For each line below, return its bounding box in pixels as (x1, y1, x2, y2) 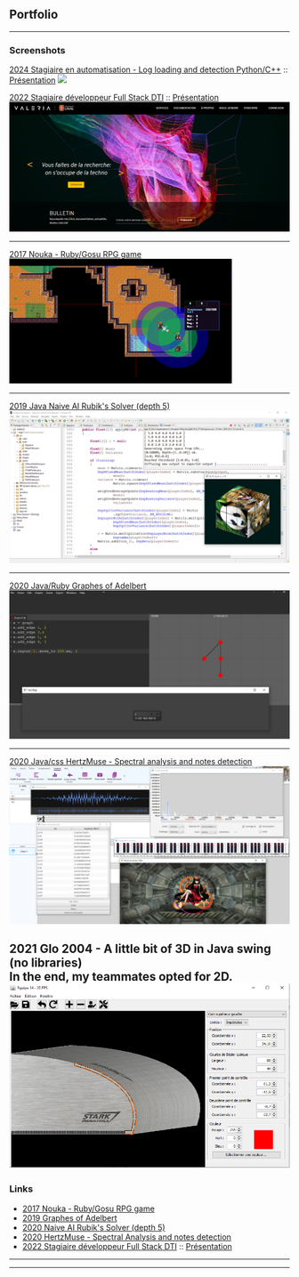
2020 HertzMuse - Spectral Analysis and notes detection (21, 1232, 231, 1242)
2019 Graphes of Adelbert (21, 1212, 117, 1223)
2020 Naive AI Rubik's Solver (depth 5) (21, 1222, 166, 1233)
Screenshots (9, 44, 66, 56)
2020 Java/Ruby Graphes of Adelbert (9, 580, 147, 591)
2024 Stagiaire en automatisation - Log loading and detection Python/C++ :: (9, 64, 288, 75)
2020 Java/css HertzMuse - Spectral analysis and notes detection (9, 756, 253, 767)
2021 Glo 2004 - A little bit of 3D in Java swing (9, 941, 271, 956)
